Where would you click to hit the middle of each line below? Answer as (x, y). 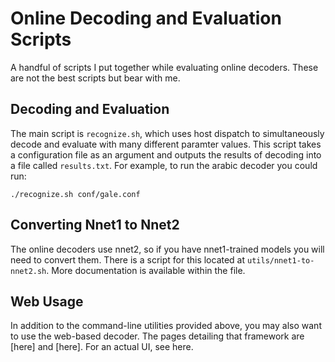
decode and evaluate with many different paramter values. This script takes (166, 144)
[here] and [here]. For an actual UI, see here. (102, 347)
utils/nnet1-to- (281, 260)
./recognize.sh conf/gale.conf (75, 194)
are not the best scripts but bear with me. (95, 78)
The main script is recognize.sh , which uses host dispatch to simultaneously (167, 133)
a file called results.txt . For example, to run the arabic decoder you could (164, 165)
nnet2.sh (28, 271)
